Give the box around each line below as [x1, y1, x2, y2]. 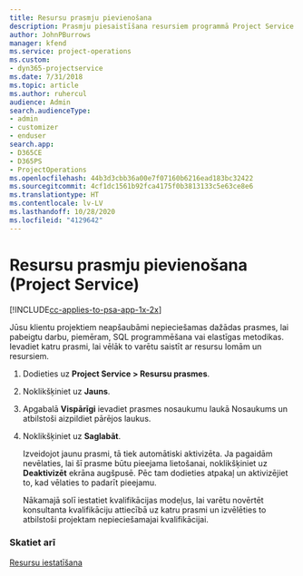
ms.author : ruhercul [9, 89, 88, 98]
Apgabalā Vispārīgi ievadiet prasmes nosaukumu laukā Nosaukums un [22, 403, 288, 414]
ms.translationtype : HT [9, 190, 100, 200]
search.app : [9, 140, 54, 149]
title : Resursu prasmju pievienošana [9, 13, 152, 23]
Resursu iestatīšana [9, 557, 83, 568]
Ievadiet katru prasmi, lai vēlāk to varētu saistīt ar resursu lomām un [9, 341, 262, 352]
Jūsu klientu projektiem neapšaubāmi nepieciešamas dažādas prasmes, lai [9, 321, 288, 332]
